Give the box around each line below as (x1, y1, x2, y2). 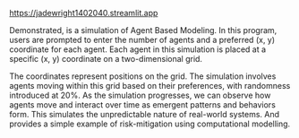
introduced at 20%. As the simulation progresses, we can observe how (9, 90, 271, 100)
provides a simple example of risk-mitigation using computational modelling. (9, 118, 291, 129)
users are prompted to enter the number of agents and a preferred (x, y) (9, 35, 276, 45)
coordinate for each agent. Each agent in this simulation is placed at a (9, 44, 267, 55)
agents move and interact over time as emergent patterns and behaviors (9, 99, 276, 110)
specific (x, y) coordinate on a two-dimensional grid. (9, 54, 203, 64)
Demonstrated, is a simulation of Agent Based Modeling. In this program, (9, 25, 278, 35)
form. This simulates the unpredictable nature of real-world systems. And (9, 109, 280, 119)
